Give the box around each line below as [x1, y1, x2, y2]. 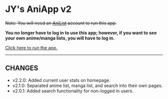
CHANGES [5, 64, 38, 72]
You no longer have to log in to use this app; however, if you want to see [5, 29, 157, 35]
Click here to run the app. [5, 44, 57, 50]
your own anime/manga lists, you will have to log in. [5, 35, 115, 41]
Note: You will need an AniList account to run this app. [5, 20, 117, 26]
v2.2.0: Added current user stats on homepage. [12, 77, 111, 83]
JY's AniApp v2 [5, 3, 71, 15]
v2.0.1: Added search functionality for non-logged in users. [12, 87, 134, 93]
